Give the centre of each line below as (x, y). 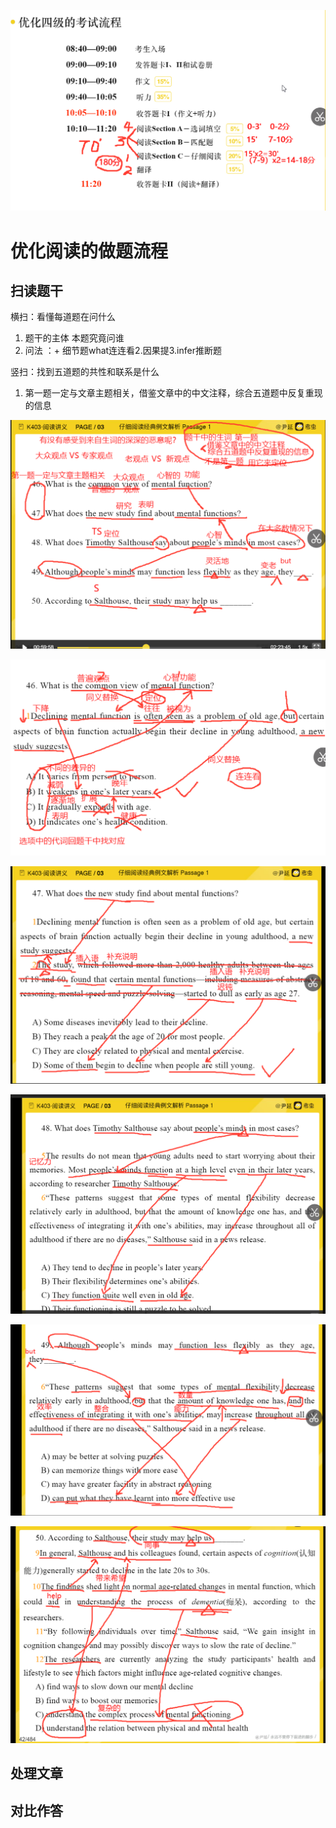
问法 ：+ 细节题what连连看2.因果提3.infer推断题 (123, 351)
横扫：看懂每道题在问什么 (63, 317)
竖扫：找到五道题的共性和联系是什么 (85, 372)
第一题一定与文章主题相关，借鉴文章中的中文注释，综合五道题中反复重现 (173, 393)
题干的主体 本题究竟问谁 (74, 338)
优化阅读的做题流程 (89, 251)
